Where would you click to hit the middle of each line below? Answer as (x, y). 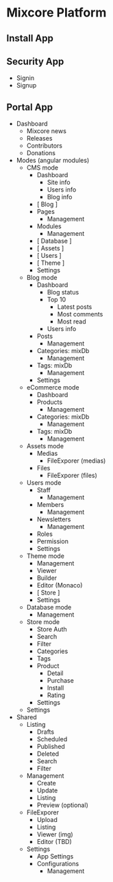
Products (50, 402)
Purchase (61, 681)
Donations (41, 153)
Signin (25, 78)
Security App (35, 61)
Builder (47, 578)
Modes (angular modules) (53, 161)
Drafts (46, 732)
